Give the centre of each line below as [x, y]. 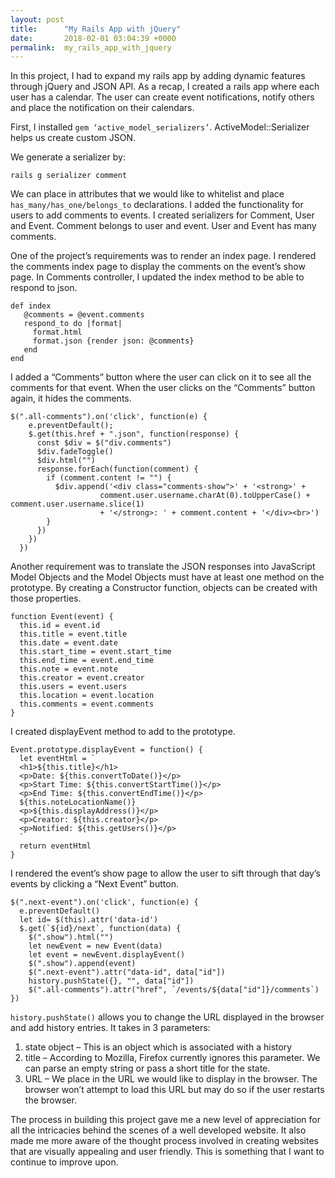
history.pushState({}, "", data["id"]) [111, 981]
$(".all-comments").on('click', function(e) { [109, 417]
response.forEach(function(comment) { [117, 469]
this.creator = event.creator [82, 678]
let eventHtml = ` [58, 759]
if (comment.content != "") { [109, 478]
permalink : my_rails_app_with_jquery [91, 47]
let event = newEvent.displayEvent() [107, 955]
